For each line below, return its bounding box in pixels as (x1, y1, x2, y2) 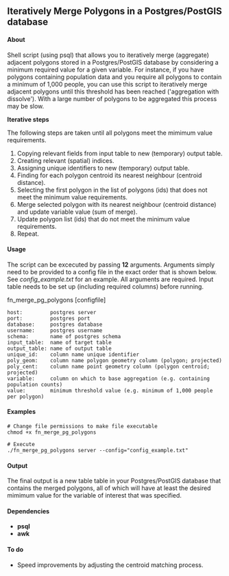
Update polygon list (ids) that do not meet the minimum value (16, 214, 191, 223)
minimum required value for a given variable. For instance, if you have (7, 65, 204, 74)
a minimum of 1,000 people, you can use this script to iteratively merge (7, 80, 208, 88)
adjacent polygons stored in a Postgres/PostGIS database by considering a (7, 58, 219, 66)
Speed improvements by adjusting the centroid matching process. (16, 560, 204, 569)
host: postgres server (7, 309, 97, 315)
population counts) (7, 381, 63, 388)
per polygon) (7, 393, 45, 400)
